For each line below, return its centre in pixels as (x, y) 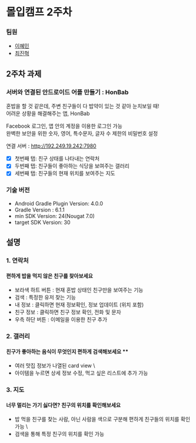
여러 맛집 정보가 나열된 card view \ (55, 366)
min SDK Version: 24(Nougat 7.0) (55, 216)
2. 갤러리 (18, 336)
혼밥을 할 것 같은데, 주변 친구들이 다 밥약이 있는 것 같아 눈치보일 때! (83, 106)
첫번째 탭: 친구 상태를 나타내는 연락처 (57, 159)
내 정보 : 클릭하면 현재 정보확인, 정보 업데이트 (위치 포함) (79, 305)
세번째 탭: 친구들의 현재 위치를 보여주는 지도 (65, 173)
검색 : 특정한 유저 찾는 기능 (45, 297)
